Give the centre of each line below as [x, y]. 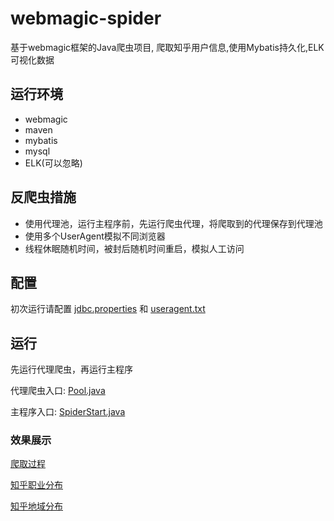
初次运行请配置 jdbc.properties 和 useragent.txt [108, 309]
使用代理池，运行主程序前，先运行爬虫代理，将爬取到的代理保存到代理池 [173, 223]
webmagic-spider [86, 18]
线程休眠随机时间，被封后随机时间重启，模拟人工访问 [134, 248]
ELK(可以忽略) [53, 163]
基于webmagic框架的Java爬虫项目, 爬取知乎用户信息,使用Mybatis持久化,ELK [167, 47]
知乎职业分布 [36, 485]
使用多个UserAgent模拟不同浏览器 [95, 236]
